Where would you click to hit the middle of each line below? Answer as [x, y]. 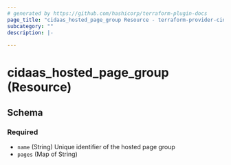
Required [23, 132]
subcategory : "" [30, 26]
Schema [25, 113]
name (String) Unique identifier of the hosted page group [96, 147]
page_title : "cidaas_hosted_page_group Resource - [81, 20]
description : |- [30, 33]
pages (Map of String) [47, 154]
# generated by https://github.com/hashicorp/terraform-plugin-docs [107, 13]
